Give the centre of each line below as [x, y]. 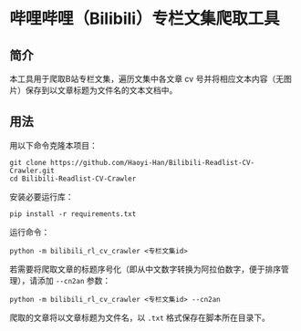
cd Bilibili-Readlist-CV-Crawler [73, 179]
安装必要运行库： [42, 196]
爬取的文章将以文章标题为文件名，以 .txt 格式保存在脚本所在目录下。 [140, 317]
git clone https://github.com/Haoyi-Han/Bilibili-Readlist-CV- [132, 162]
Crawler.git [32, 171]
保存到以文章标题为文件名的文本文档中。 [101, 90]
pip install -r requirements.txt [73, 214]
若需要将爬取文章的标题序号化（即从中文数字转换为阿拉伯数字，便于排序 [145, 269]
